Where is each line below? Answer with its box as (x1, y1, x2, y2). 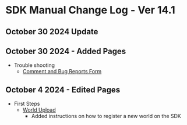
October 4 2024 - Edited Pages (5, 85, 121, 95)
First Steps (13, 100, 40, 108)
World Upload (22, 106, 56, 113)
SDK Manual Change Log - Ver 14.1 (5, 3, 175, 17)
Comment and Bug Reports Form (22, 68, 102, 75)
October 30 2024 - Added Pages (5, 46, 126, 56)
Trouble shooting (13, 62, 55, 69)
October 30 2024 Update (5, 27, 98, 37)
